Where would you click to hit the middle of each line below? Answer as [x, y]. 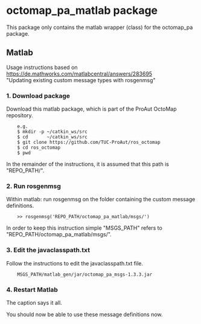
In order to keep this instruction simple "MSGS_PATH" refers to [85, 228]
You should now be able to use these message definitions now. [85, 314]
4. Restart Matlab [32, 290]
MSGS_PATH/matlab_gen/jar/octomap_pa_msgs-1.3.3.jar [85, 274]
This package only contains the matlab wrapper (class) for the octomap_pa [100, 27]
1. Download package [38, 96]
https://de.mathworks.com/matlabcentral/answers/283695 [79, 74]
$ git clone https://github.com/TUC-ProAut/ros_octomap [89, 143]
